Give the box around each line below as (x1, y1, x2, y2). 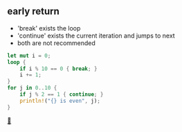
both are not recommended (17, 38, 95, 47)
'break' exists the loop (17, 24, 81, 32)
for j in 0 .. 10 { (7, 85, 57, 92)
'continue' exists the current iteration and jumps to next (17, 31, 175, 40)
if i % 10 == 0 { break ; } (19, 65, 98, 72)
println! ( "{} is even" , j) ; (19, 97, 100, 104)
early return (7, 6, 60, 17)
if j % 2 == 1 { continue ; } (19, 91, 104, 98)
